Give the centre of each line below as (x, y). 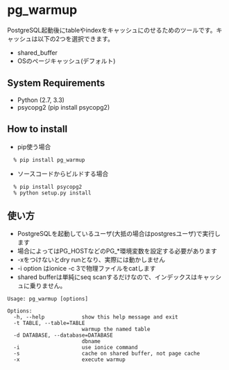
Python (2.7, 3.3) (41, 100)
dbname (91, 342)
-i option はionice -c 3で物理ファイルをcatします (86, 269)
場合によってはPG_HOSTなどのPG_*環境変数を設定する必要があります (117, 251)
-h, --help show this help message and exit (96, 317)
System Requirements (56, 83)
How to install (37, 129)
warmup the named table (116, 329)
